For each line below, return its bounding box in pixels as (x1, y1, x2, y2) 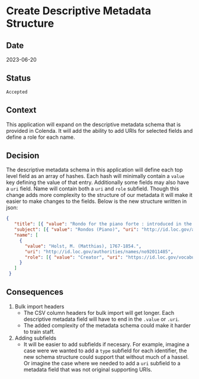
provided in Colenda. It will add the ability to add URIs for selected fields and (6, 127, 193, 134)
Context (6, 105, 37, 115)
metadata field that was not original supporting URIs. (23, 366, 152, 373)
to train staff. (23, 328, 55, 335)
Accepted (6, 89, 28, 95)
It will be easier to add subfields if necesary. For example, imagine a (23, 340, 190, 348)
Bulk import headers (14, 302, 65, 310)
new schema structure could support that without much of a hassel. (23, 353, 190, 360)
